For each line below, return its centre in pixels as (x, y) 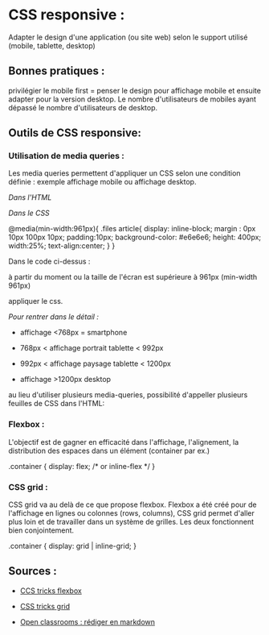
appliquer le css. (36, 301)
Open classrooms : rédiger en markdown (87, 621)
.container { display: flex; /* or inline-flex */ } (82, 466)
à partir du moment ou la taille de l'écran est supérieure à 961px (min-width (133, 277)
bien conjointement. (41, 530)
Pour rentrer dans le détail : (53, 317)
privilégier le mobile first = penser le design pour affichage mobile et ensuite (134, 90)
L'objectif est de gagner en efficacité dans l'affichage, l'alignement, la (124, 442)
